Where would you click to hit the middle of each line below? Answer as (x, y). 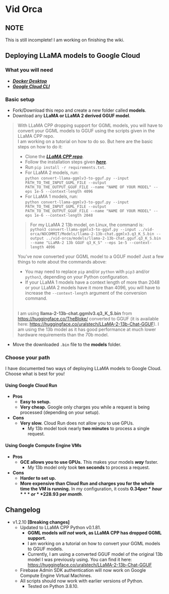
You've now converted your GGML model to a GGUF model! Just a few (91, 256)
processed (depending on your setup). (60, 412)
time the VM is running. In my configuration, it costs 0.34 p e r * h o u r (91, 488)
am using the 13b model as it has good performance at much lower (87, 329)
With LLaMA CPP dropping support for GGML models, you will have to (90, 125)
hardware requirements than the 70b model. (63, 334)
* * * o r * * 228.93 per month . (51, 494)
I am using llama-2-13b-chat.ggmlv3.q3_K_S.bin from (75, 313)
